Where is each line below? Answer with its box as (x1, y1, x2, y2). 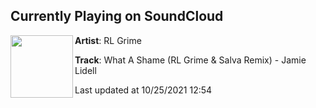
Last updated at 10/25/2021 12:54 (74, 84, 213, 96)
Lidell (74, 64, 97, 76)
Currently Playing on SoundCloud (10, 8, 224, 25)
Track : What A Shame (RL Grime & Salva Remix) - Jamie (74, 54, 307, 66)
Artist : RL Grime (74, 34, 142, 46)
